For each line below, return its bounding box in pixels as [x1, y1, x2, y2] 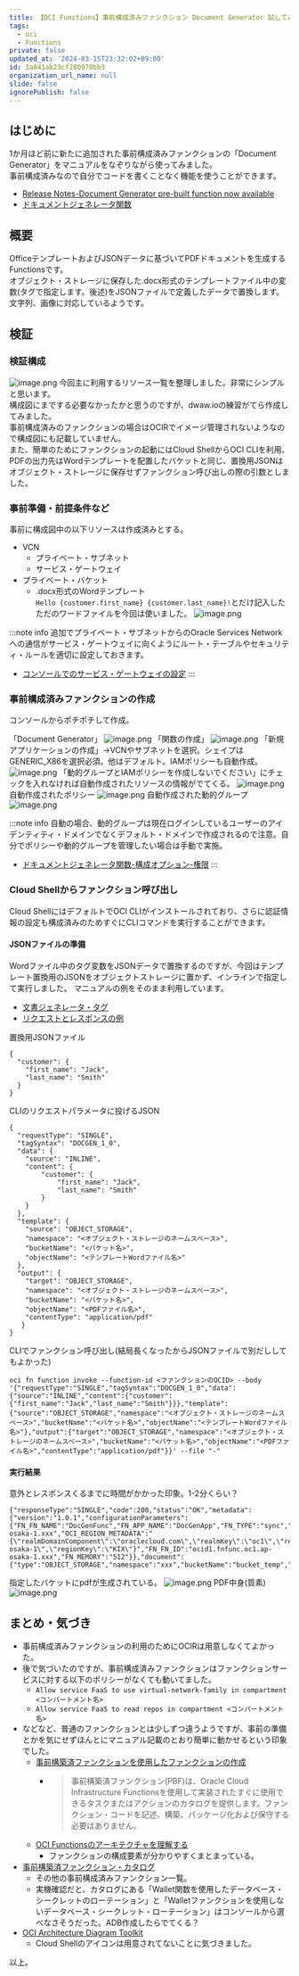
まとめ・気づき [9, 1616, 92, 1631]
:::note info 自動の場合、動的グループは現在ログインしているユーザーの [9, 818, 269, 829]
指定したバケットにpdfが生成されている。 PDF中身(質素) [9, 1577, 267, 1588]
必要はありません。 [70, 1820, 141, 1831]
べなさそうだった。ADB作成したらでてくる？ [35, 1917, 200, 1928]
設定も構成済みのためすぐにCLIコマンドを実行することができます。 [24, 916, 271, 928]
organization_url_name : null [9, 71, 117, 80]
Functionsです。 [9, 264, 69, 275]
